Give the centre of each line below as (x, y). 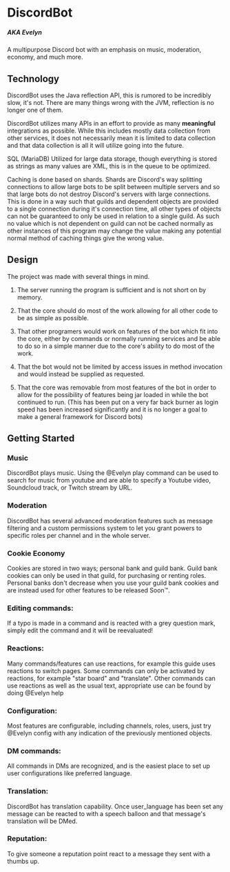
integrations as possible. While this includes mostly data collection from (109, 130)
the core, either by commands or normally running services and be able (119, 338)
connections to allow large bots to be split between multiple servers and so (114, 186)
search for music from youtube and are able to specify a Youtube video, (109, 481)
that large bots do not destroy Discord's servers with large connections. (109, 194)
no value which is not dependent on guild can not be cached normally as (110, 223)
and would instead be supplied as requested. (81, 374)
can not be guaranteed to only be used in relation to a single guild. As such (113, 216)
